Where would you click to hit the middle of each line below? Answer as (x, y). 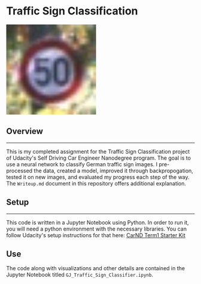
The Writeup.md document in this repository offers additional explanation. (96, 183)
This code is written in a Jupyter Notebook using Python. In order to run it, (98, 222)
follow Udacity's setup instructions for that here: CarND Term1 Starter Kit (96, 235)
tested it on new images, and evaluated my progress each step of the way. (98, 177)
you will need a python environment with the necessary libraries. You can (97, 229)
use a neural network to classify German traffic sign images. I (82, 164)
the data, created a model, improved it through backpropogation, (113, 171)
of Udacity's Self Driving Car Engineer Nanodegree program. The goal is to (99, 158)
